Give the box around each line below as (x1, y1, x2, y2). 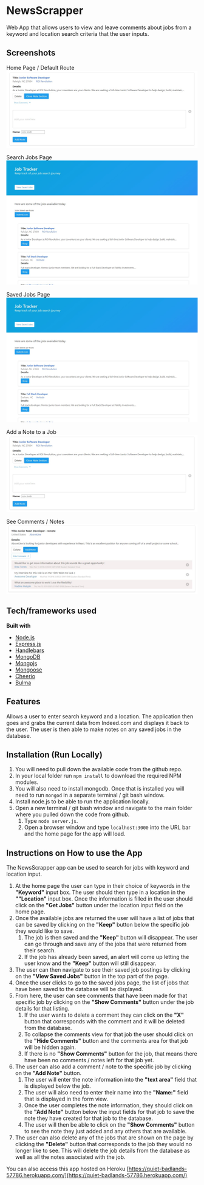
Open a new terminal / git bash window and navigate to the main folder (15, 805, 192, 812)
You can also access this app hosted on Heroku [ (6, 1165, 129, 1173)
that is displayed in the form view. (24, 1095, 108, 1103)
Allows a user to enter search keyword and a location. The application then (6, 712, 194, 720)
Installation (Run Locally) (6, 750, 103, 760)
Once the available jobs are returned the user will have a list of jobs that (15, 915, 195, 922)
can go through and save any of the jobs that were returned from (24, 940, 187, 948)
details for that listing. (15, 1005, 70, 1012)
